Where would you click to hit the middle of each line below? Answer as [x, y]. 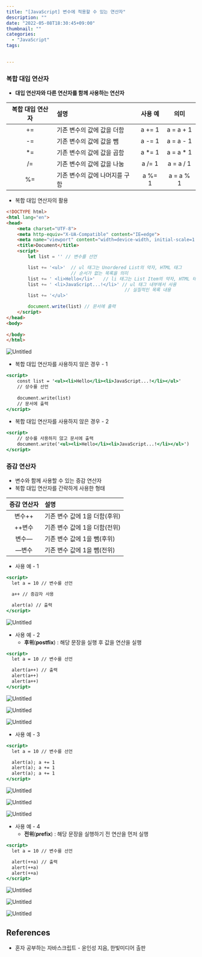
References [28, 933]
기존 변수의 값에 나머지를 [90, 176]
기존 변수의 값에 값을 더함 [90, 130]
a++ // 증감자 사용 [33, 594]
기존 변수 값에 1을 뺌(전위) [80, 550]
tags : [13, 46]
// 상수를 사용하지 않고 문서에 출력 [55, 439]
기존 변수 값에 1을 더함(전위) [82, 527]
